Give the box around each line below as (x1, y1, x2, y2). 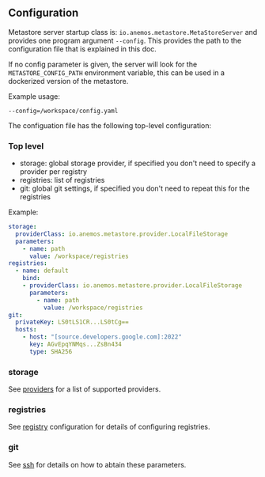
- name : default (15, 267, 69, 275)
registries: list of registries (19, 176, 105, 185)
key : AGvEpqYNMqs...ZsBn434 (28, 340, 123, 349)
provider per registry (19, 167, 88, 176)
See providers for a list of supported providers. (8, 384, 161, 394)
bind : (22, 274, 41, 282)
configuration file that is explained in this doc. (8, 44, 157, 54)
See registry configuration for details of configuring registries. (8, 422, 210, 432)
